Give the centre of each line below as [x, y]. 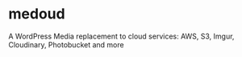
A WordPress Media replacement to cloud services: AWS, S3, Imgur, [121, 36]
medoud [37, 14]
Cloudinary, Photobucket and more [66, 44]
